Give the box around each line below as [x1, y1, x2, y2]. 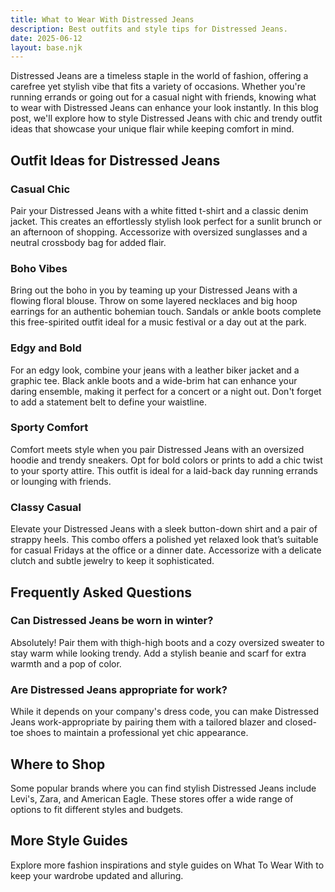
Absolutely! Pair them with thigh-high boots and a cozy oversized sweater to [10, 636, 325, 648]
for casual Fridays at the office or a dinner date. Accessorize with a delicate [10, 544, 322, 556]
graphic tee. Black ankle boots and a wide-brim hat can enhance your [10, 374, 298, 386]
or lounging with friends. [10, 475, 112, 487]
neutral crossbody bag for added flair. [10, 236, 167, 248]
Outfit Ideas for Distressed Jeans [10, 152, 221, 169]
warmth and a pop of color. [10, 657, 122, 670]
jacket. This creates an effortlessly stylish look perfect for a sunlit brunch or [10, 215, 322, 227]
